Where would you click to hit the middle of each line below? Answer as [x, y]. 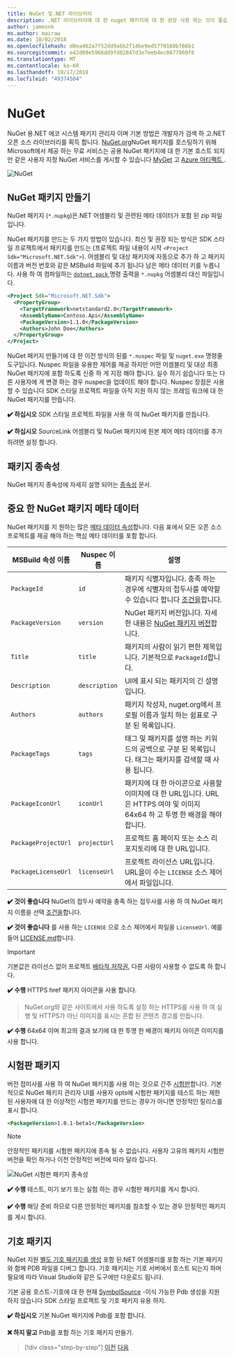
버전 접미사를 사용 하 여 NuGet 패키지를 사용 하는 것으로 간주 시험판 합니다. [108, 1083]
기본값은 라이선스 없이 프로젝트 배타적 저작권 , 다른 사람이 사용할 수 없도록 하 [110, 966]
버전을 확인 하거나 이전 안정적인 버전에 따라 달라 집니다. [83, 1160]
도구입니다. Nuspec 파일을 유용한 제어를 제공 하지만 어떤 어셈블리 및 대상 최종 [113, 365]
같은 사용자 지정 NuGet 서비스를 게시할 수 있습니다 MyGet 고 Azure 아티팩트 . [120, 160]
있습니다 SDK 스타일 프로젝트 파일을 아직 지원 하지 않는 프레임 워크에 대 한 [123, 391]
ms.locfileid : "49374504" [45, 79]
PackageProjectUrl [41, 843]
